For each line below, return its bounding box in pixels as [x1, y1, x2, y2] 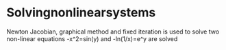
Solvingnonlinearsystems [6, 5, 156, 21]
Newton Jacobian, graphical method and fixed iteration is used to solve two [6, 27, 220, 36]
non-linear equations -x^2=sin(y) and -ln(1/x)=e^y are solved [6, 34, 178, 42]
